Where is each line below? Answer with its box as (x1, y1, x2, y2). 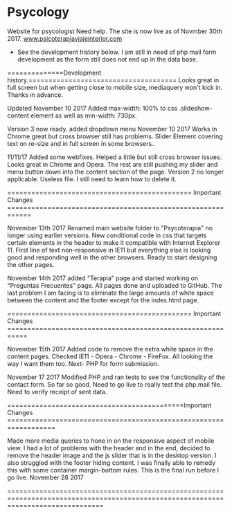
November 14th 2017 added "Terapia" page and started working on (7, 274, 199, 282)
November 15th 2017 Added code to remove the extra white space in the (7, 345, 213, 353)
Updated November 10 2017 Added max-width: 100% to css (7, 104, 178, 112)
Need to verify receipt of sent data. (7, 387, 107, 396)
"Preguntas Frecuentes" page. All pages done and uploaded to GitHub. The (7, 281, 222, 289)
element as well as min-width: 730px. (30, 111, 137, 120)
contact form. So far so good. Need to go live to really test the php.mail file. (7, 380, 222, 388)
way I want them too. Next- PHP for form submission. (7, 359, 159, 367)
